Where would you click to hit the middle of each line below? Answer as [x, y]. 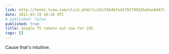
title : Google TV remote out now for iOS [49, 28]
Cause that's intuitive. [28, 47]
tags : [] [14, 33]
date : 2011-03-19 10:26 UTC [35, 14]
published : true [22, 24]
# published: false [26, 19]
